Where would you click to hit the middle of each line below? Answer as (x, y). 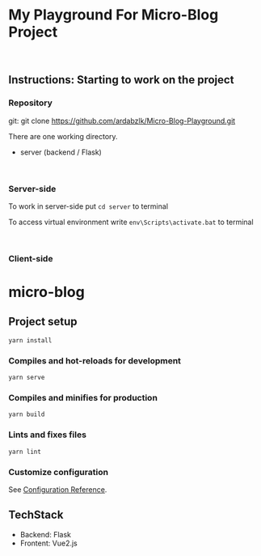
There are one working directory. (63, 136)
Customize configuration (59, 472)
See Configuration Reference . (58, 490)
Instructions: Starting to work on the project (121, 80)
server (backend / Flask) (61, 152)
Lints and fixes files (48, 435)
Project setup (43, 322)
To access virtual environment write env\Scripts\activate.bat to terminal (131, 222)
